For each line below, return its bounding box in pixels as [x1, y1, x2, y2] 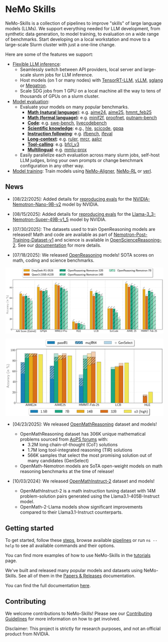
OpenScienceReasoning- [110, 236, 162, 243]
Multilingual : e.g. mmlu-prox [27, 146, 87, 152]
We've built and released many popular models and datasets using [5, 568, 143, 574]
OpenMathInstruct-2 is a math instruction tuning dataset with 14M [20, 488, 156, 494]
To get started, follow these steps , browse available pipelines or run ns [5, 537, 151, 543]
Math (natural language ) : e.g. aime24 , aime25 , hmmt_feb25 [27, 109, 152, 115]
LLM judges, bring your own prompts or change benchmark [20, 157, 143, 163]
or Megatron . [20, 82, 47, 89]
